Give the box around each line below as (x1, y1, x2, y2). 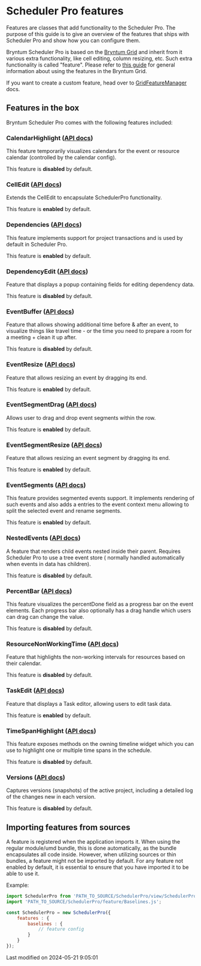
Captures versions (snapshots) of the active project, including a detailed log (6, 787, 193, 794)
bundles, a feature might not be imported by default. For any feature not (6, 857, 184, 865)
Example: (6, 881, 29, 889)
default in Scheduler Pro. (6, 240, 68, 248)
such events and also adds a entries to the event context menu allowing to (6, 501, 190, 508)
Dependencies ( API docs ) (6, 221, 82, 229)
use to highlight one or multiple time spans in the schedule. (6, 747, 152, 754)
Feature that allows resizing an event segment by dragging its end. (6, 455, 170, 462)
